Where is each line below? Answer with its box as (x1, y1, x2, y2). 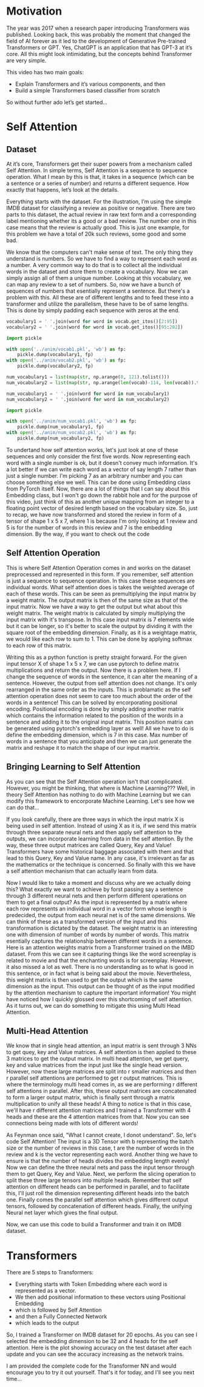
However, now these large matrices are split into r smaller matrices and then (6, 1068, 197, 1075)
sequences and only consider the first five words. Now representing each (6, 452, 190, 460)
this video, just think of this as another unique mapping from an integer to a (6, 498, 194, 505)
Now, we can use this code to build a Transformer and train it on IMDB (6, 1221, 182, 1228)
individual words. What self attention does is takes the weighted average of (6, 583, 194, 591)
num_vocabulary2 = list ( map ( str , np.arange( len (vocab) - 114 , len (6, 379, 172, 386)
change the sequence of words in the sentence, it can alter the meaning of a (6, 673, 198, 680)
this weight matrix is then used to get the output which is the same (6, 976, 173, 983)
